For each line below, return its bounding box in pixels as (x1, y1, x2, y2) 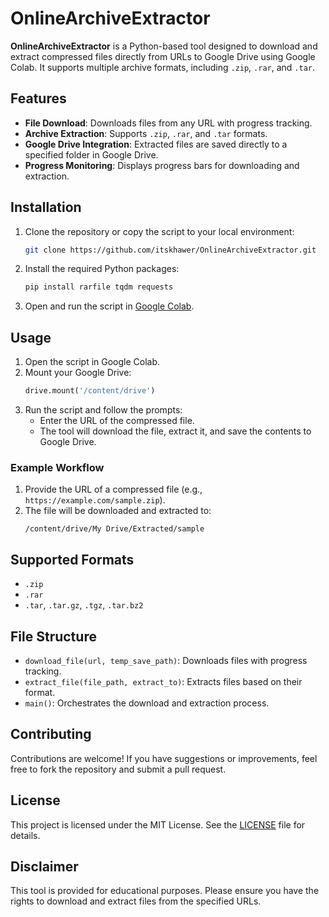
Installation (10, 199, 82, 216)
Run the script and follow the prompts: (24, 404, 183, 416)
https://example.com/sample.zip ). (24, 494, 166, 506)
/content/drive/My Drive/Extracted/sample (24, 524, 205, 534)
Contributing (10, 726, 92, 743)
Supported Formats (10, 551, 135, 568)
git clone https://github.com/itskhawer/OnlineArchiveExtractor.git (24, 245, 317, 255)
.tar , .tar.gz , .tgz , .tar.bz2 (24, 599, 144, 611)
